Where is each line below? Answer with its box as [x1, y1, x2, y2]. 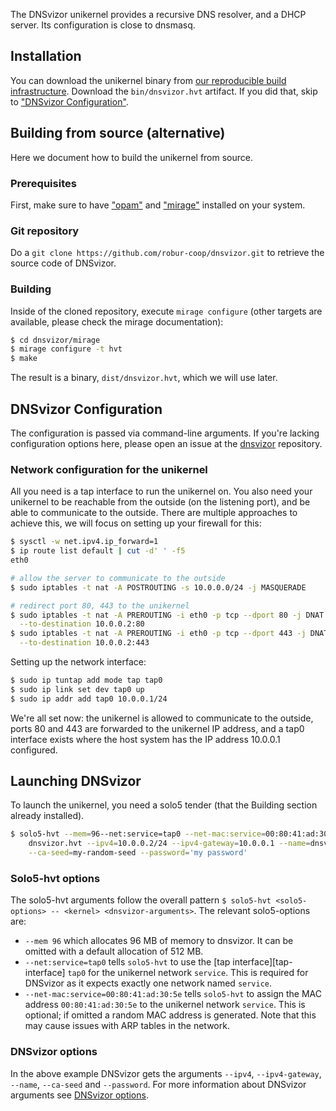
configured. [10, 744, 58, 756]
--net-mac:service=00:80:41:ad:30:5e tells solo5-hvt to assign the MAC [24, 988, 323, 1000]
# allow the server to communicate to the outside [10, 573, 226, 583]
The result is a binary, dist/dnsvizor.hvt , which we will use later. [10, 372, 278, 384]
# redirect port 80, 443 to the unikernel [10, 600, 190, 611]
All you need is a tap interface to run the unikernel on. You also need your [10, 485, 313, 498]
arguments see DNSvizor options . [10, 1089, 149, 1101]
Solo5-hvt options [10, 871, 101, 885]
